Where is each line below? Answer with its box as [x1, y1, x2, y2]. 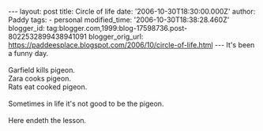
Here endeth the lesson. [8, 116, 87, 125]
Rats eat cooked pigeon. [8, 82, 88, 92]
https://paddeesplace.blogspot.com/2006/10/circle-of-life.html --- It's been [8, 40, 255, 50]
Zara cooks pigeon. [8, 74, 71, 83]
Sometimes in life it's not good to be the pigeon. [8, 99, 164, 108]
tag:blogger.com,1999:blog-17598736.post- [46, 24, 188, 32]
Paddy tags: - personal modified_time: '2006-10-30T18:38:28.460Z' [8, 15, 230, 24]
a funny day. [8, 49, 49, 58]
